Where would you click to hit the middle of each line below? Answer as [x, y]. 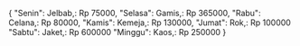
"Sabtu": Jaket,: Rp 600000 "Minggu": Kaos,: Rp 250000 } [117, 32]
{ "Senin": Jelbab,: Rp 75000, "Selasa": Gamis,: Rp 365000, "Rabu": [135, 13]
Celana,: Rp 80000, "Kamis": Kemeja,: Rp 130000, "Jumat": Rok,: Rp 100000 [150, 23]
